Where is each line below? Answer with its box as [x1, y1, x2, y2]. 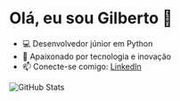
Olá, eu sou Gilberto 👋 [9, 8, 173, 29]
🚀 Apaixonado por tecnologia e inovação [21, 51, 172, 62]
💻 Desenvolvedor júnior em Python [21, 38, 153, 48]
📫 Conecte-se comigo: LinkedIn [21, 61, 143, 72]
